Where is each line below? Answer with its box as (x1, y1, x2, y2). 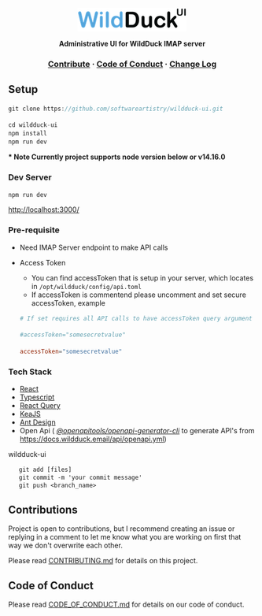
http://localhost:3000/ (8, 205, 80, 214)
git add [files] (18, 466, 72, 474)
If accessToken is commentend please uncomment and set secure (31, 290, 246, 299)
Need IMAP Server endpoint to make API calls (19, 243, 168, 252)
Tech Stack (8, 366, 53, 377)
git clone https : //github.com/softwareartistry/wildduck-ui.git (8, 105, 223, 113)
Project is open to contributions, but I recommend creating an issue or (8, 524, 235, 533)
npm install (8, 130, 47, 138)
